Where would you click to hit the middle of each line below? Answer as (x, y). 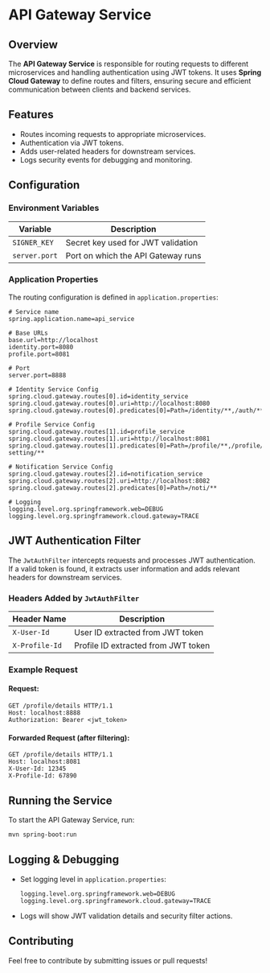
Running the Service (60, 800)
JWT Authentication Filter (75, 541)
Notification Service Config (64, 467)
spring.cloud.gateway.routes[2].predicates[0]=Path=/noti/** (113, 488)
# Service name (34, 311)
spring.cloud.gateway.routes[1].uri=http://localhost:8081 (109, 439)
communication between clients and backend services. (100, 89)
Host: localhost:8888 (45, 713)
